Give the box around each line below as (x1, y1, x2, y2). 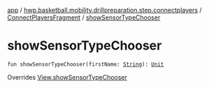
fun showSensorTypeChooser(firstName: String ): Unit (7, 61, 164, 68)
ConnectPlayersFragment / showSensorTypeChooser (7, 13, 161, 22)
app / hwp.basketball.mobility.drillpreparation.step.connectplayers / (7, 6, 202, 14)
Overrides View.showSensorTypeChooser (7, 73, 128, 81)
